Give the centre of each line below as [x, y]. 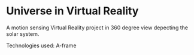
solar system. [23, 33]
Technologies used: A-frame [41, 45]
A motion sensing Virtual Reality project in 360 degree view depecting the [97, 27]
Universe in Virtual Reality [72, 11]
